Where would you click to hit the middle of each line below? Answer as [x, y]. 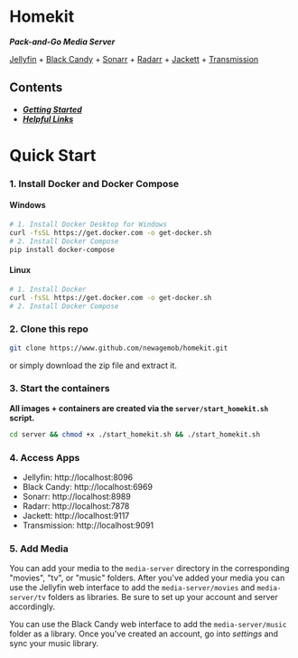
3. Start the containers [60, 389]
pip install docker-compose [62, 249]
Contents [36, 88]
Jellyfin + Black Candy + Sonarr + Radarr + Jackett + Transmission [134, 59]
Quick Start [53, 155]
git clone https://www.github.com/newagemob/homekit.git [119, 348]
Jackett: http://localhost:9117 [76, 516]
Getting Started [52, 109]
